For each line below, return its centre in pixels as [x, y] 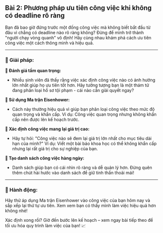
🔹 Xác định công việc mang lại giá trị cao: [47, 129]
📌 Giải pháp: [19, 60]
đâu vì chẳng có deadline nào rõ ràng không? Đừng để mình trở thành [74, 32]
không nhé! [16, 211]
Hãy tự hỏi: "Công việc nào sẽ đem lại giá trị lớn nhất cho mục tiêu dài [82, 139]
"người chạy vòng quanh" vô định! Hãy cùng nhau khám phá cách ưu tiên [78, 37]
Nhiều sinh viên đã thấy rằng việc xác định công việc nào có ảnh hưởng [83, 80]
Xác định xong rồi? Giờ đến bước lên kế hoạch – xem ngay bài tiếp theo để [79, 220]
